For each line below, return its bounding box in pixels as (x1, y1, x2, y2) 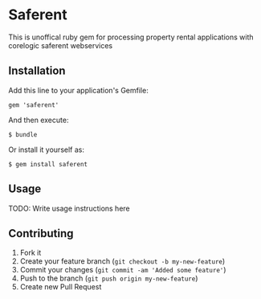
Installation (8, 64, 66, 78)
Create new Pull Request (19, 282, 102, 292)
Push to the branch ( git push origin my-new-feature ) (19, 273, 198, 283)
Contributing (8, 227, 74, 240)
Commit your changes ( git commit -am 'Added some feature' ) (19, 265, 226, 275)
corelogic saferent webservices (8, 40, 113, 50)
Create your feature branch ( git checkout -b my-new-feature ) (19, 256, 226, 266)
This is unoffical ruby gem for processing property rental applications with (8, 32, 254, 42)
